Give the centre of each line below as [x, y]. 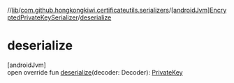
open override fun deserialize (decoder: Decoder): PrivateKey [95, 72]
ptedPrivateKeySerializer [43, 17]
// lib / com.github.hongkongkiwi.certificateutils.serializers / [89, 10]
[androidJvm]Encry [199, 10]
